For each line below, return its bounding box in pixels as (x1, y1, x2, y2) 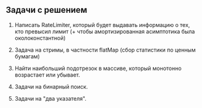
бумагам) (14, 52, 41, 60)
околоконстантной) (14, 34, 66, 42)
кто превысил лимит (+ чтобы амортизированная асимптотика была (14, 28, 195, 35)
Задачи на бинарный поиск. (14, 83, 88, 90)
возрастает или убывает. (14, 71, 80, 79)
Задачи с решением (6, 5, 87, 15)
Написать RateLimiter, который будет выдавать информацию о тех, (14, 21, 190, 28)
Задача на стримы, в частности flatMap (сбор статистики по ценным (14, 46, 196, 53)
